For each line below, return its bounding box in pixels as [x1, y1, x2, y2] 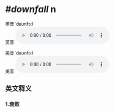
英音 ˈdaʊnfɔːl [5, 21, 33, 27]
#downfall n [5, 4, 56, 15]
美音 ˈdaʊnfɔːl [5, 49, 33, 56]
